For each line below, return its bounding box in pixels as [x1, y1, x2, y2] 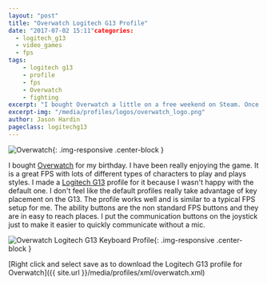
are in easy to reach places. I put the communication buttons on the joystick [8, 211, 258, 220]
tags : [8, 57, 26, 65]
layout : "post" [8, 11, 59, 20]
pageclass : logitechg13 [8, 123, 88, 131]
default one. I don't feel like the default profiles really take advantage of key [8, 185, 257, 196]
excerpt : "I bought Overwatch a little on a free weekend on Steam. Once [8, 101, 260, 109]
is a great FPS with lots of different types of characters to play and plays [8, 168, 246, 178]
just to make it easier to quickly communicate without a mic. [8, 220, 205, 229]
